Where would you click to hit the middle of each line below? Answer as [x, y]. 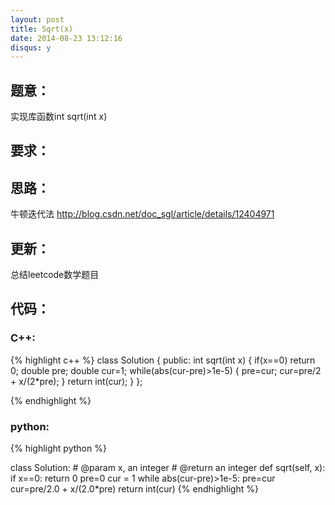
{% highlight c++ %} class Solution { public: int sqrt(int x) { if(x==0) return [163, 360]
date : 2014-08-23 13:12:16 [66, 38]
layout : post [37, 19]
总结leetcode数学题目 [55, 275]
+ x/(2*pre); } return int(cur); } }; [76, 381]
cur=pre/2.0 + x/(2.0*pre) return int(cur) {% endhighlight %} [134, 489]
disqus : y [31, 47]
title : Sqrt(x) [42, 29]
